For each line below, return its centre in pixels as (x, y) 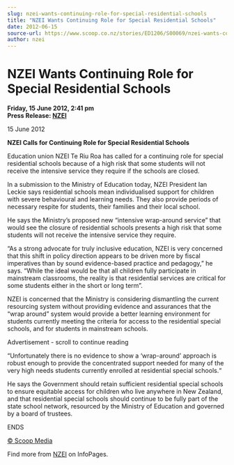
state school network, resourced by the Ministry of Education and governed (116, 406)
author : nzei (26, 40)
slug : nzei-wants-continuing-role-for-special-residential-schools (107, 14)
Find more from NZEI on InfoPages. (58, 455)
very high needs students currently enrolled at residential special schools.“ (115, 371)
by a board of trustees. (40, 414)
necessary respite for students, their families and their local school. (104, 207)
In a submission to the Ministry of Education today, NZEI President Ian (107, 185)
